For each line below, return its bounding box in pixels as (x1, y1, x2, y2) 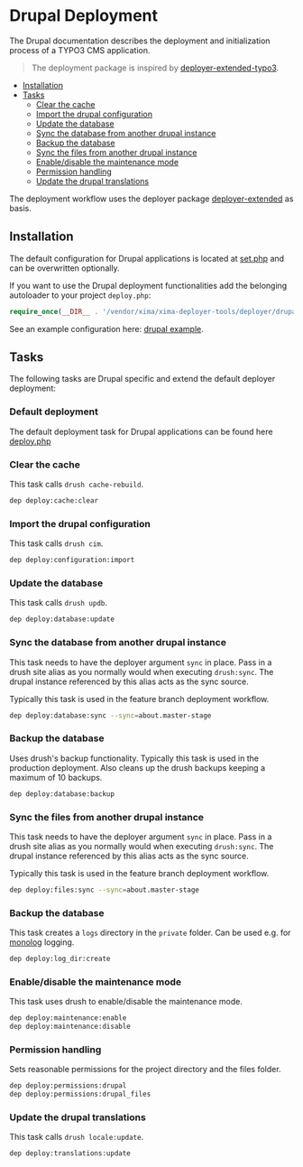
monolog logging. (9, 937, 75, 948)
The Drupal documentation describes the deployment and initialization (9, 35, 271, 46)
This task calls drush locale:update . (9, 1132, 144, 1143)
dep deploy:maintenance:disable (9, 1022, 131, 1032)
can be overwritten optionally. (9, 263, 120, 273)
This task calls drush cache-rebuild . (9, 479, 144, 490)
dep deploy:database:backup (9, 789, 115, 799)
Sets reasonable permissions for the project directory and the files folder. (9, 1064, 281, 1075)
